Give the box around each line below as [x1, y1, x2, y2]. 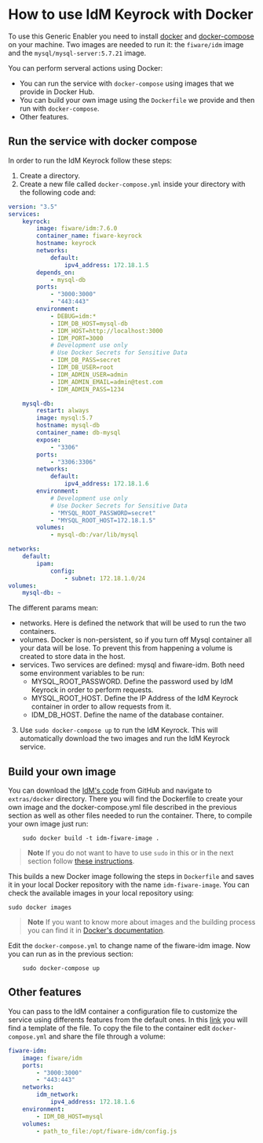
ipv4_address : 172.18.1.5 [64, 261, 149, 269]
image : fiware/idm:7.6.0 [36, 225, 118, 233]
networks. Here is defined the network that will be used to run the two [19, 618, 247, 628]
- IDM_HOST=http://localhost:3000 [49, 327, 163, 335]
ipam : [36, 559, 55, 567]
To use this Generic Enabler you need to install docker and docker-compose [8, 31, 254, 41]
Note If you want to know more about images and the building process [27, 918, 256, 927]
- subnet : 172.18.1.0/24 [64, 574, 146, 582]
